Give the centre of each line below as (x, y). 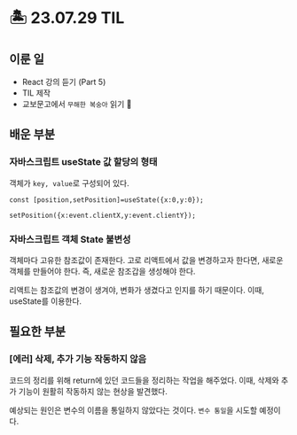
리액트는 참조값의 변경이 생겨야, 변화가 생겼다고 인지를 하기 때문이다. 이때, (137, 290)
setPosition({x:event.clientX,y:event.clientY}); (103, 215)
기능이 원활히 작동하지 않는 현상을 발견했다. (93, 391)
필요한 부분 (38, 332)
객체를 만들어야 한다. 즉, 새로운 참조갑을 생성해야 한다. (102, 271)
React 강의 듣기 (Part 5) (64, 82)
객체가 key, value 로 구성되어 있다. (70, 183)
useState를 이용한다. (46, 301)
